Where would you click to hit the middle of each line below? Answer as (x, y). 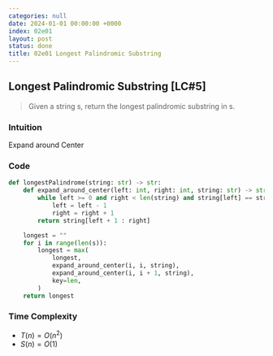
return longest (49, 296)
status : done (30, 46)
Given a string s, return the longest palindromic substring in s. (132, 106)
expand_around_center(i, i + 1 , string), (123, 273)
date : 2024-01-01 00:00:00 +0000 (65, 24)
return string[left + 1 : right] (94, 220)
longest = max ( (63, 250)
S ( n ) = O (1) (39, 344)
